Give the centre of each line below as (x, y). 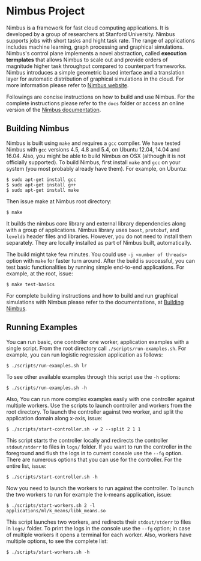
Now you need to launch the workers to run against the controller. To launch (100, 488)
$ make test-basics (31, 284)
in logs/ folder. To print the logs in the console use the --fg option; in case (98, 528)
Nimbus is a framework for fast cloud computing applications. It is (88, 28)
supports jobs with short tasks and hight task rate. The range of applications (100, 40)
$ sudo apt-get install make (43, 190)
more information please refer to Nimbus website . (67, 85)
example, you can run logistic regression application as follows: (85, 354)
